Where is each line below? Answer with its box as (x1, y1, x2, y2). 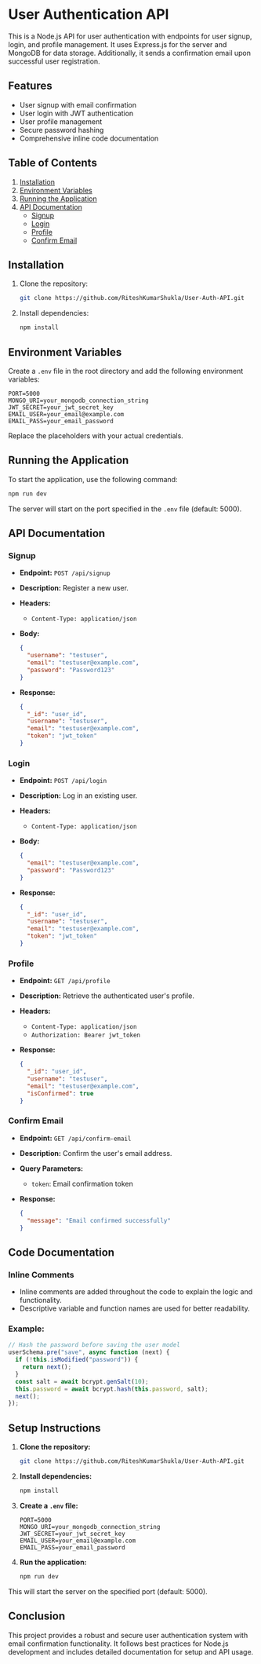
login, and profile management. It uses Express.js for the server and (8, 39, 227, 49)
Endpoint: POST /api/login (19, 776, 107, 785)
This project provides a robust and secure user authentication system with (8, 1630, 248, 1640)
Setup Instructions (8, 1421, 101, 1435)
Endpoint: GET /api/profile (19, 976, 111, 986)
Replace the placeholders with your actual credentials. (8, 430, 184, 441)
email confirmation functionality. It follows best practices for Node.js (8, 1639, 229, 1648)
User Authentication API (8, 5, 169, 24)
